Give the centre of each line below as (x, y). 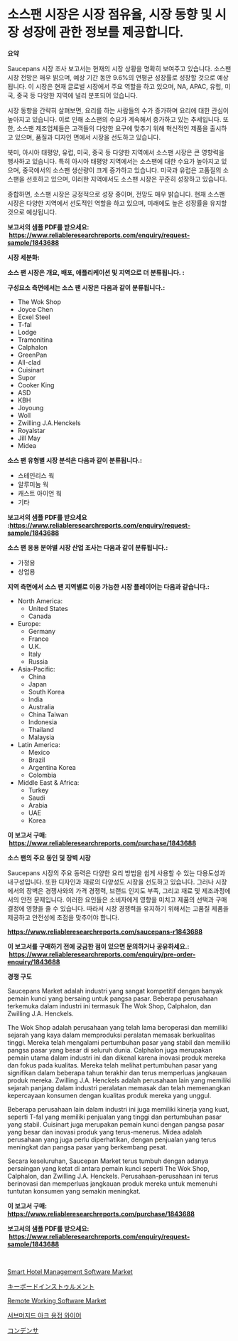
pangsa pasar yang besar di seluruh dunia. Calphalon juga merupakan (110, 1050)
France (39, 639)
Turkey (38, 790)
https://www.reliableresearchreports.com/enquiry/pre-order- (102, 954)
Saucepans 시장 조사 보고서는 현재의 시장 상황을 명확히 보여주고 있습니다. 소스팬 (119, 68)
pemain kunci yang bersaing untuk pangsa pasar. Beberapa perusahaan (113, 998)
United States (48, 608)
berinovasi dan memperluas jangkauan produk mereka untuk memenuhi (113, 1184)
